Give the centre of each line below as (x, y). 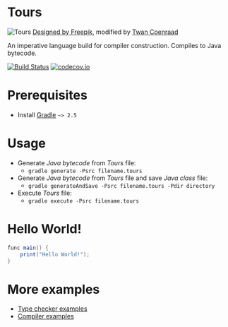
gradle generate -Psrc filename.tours (85, 171)
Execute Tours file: (44, 193)
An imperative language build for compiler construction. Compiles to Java (114, 45)
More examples (54, 289)
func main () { (28, 248)
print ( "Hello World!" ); (55, 254)
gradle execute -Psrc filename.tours (84, 201)
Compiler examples (46, 316)
